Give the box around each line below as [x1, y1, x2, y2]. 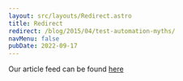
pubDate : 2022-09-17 [8, 42, 79, 50]
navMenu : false [8, 34, 60, 43]
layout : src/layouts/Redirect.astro [8, 11, 132, 20]
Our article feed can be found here [8, 64, 124, 74]
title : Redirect [8, 19, 63, 28]
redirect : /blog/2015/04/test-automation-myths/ [8, 27, 176, 35]
